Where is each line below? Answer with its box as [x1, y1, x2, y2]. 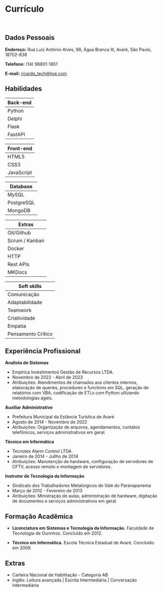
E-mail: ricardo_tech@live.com [5, 71, 67, 76]
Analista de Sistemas [5, 360, 49, 366]
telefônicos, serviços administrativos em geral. [12, 430, 106, 435]
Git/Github [7, 229, 31, 236]
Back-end [7, 99, 32, 106]
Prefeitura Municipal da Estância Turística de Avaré [12, 414, 114, 420]
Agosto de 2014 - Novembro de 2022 [12, 419, 88, 425]
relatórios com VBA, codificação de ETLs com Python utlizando [12, 390, 140, 396]
